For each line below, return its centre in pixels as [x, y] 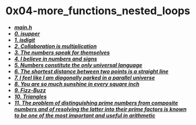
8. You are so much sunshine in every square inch [77, 84]
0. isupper [27, 33]
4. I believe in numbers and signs [55, 59]
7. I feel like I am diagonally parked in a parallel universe [84, 78]
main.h [23, 27]
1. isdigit [25, 40]
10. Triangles [30, 97]
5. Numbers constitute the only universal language [78, 65]
